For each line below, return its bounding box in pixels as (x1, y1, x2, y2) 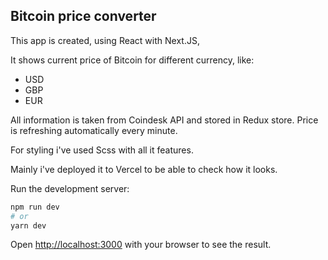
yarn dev (10, 220, 47, 231)
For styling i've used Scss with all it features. (10, 144, 194, 156)
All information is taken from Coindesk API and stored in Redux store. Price (10, 114, 319, 126)
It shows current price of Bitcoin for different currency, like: (10, 54, 255, 66)
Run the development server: (10, 182, 130, 194)
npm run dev (10, 202, 60, 212)
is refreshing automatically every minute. (10, 124, 178, 136)
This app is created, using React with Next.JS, (10, 34, 200, 46)
